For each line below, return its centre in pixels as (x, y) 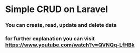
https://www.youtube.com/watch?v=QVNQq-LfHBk (70, 45)
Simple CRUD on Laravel (57, 9)
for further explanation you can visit (50, 39)
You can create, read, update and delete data (61, 25)
